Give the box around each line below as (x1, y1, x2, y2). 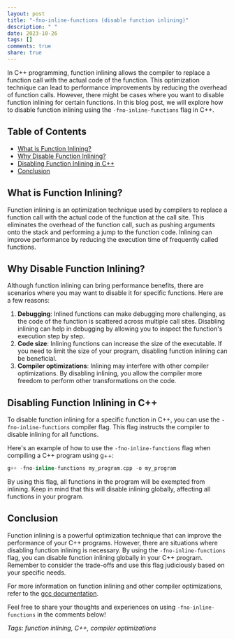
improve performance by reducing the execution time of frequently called (7, 235, 219, 243)
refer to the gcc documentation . (7, 589, 99, 598)
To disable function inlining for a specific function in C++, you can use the (7, 415, 220, 424)
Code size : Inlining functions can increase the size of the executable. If (17, 340, 222, 348)
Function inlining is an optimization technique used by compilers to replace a (7, 206, 228, 214)
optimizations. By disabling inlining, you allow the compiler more (17, 369, 203, 378)
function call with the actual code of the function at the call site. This (7, 213, 205, 221)
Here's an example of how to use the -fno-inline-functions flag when (7, 444, 211, 452)
